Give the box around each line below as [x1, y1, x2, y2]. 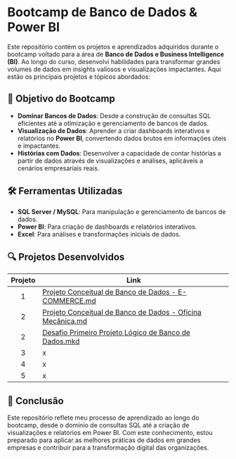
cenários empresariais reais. [17, 163, 100, 172]
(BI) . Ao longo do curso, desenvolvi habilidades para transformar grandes [7, 57, 221, 65]
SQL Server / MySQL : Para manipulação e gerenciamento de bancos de [17, 207, 226, 215]
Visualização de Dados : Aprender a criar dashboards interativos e [17, 126, 210, 134]
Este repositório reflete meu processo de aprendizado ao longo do [7, 413, 199, 422]
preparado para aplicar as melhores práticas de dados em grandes [7, 436, 201, 444]
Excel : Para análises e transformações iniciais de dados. [17, 229, 181, 238]
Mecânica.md [41, 316, 88, 326]
